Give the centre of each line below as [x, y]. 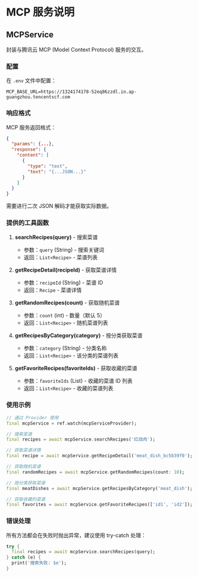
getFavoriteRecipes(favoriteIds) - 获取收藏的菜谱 [76, 368]
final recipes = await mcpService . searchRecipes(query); [84, 552]
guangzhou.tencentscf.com [38, 97]
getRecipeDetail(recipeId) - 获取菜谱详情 [66, 270]
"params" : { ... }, [33, 144]
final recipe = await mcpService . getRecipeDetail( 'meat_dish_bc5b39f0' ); [100, 456]
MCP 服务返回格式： [31, 127]
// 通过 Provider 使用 [32, 417]
